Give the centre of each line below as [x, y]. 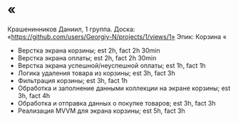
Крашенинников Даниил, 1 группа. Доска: [71, 29]
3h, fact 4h [34, 95]
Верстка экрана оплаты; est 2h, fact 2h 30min [87, 57]
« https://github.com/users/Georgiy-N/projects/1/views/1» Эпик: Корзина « [117, 36]
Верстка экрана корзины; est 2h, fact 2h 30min [89, 50]
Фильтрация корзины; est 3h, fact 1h [73, 80]
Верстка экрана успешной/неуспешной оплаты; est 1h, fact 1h [112, 65]
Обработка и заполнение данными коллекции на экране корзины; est [124, 88]
